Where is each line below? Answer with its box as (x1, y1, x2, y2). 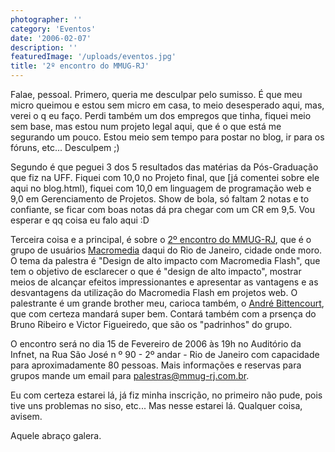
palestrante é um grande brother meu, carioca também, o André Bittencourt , (10, 297, 325, 309)
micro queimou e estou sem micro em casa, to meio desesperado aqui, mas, (10, 99, 325, 111)
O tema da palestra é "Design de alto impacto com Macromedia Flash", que (10, 255, 321, 266)
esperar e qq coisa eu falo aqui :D (10, 214, 150, 226)
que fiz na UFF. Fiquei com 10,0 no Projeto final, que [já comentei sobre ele (10, 172, 320, 183)
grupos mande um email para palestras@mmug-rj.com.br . (10, 370, 250, 381)
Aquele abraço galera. (10, 430, 102, 441)
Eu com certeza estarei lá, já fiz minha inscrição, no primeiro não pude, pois (10, 389, 323, 401)
